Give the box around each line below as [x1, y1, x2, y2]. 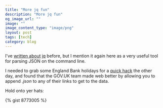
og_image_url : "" [5, 16, 41, 21]
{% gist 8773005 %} [5, 97, 47, 103]
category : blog [5, 39, 37, 44]
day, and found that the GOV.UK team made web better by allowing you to [5, 72, 156, 79]
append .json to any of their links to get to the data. [5, 78, 109, 84]
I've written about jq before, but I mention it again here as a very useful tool [5, 53, 158, 59]
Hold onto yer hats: [5, 87, 44, 94]
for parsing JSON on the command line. [5, 58, 86, 64]
